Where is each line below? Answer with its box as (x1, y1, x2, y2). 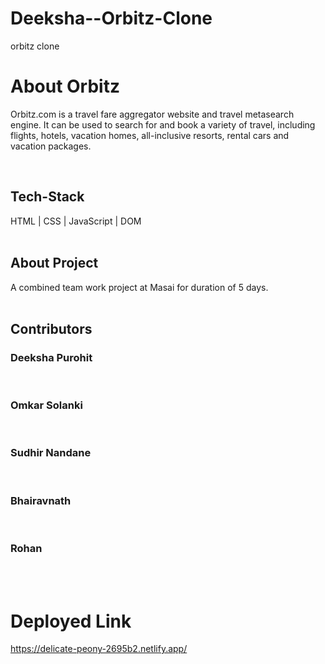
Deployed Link (10, 610, 132, 632)
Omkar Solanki (10, 398, 83, 412)
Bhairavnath (10, 493, 72, 507)
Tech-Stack (10, 188, 85, 206)
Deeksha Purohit (10, 350, 93, 364)
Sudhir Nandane (10, 446, 92, 460)
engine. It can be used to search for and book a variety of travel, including (10, 118, 316, 131)
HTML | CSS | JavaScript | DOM (10, 215, 142, 227)
